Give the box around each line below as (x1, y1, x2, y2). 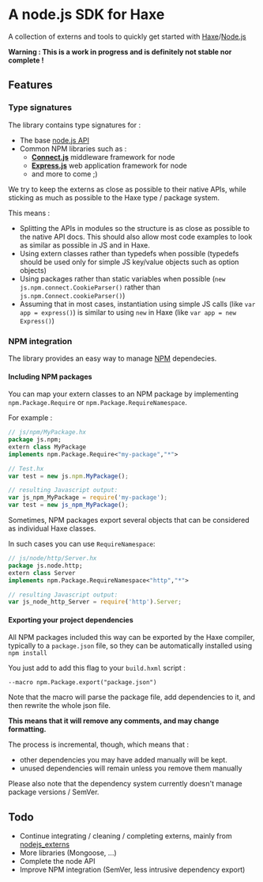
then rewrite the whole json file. (8, 701, 111, 710)
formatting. (8, 725, 47, 734)
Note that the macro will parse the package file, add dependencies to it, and (8, 692, 255, 702)
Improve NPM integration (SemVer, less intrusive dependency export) (19, 865, 246, 875)
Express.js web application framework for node (31, 161, 187, 170)
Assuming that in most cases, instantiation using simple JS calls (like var (19, 299, 256, 309)
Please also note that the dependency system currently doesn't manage (8, 779, 242, 789)
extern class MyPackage (8, 443, 87, 451)
